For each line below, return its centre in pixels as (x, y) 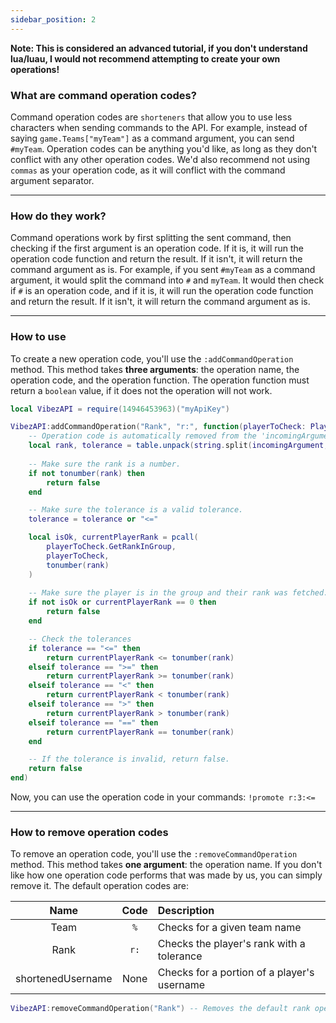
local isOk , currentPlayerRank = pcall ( (113, 537)
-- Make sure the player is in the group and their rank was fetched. (178, 593)
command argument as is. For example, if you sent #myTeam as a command (163, 270)
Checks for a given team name (229, 928)
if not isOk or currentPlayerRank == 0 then (122, 602)
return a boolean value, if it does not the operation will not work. (141, 390)
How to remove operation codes (89, 832)
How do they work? (58, 216)
